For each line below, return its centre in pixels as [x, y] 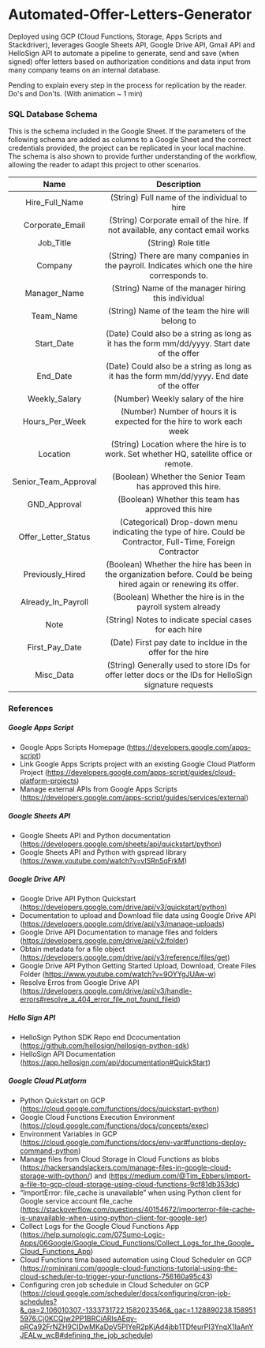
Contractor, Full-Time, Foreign [178, 542]
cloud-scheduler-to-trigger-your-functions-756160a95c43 [115, 1277]
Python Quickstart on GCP [62, 1100]
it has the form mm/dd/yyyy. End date [179, 376]
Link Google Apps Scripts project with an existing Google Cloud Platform [137, 764]
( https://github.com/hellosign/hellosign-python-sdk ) [104, 1046]
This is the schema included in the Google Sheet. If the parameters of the [127, 131]
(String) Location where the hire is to [179, 444]
